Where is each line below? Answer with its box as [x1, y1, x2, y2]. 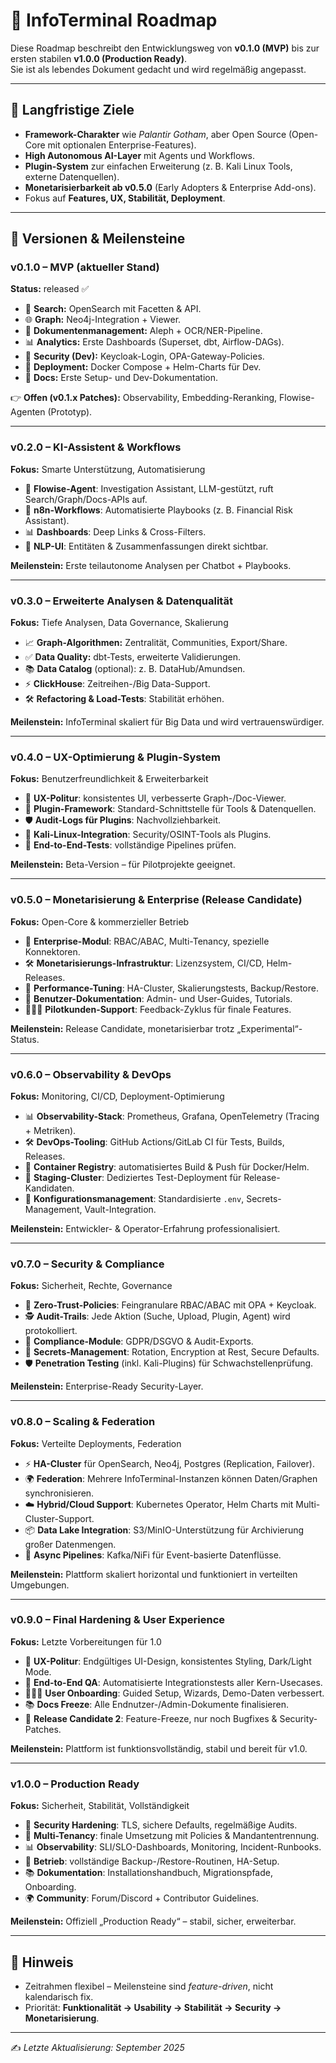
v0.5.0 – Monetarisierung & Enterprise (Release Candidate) [10, 893, 303, 907]
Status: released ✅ [10, 283, 90, 295]
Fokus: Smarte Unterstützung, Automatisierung [10, 463, 206, 475]
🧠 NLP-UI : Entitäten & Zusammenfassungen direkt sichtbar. [24, 540, 269, 552]
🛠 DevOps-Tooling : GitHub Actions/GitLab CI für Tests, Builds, [24, 1135, 285, 1148]
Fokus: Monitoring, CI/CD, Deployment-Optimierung [10, 1090, 225, 1102]
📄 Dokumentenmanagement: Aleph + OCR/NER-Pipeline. [24, 325, 263, 337]
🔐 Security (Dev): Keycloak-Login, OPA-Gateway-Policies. [24, 350, 265, 363]
